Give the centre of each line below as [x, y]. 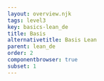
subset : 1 [22, 66]
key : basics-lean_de [38, 27]
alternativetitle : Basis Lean [52, 40]
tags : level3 [27, 20]
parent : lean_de [31, 46]
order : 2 [20, 54]
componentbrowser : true [43, 60]
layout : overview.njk [40, 14]
